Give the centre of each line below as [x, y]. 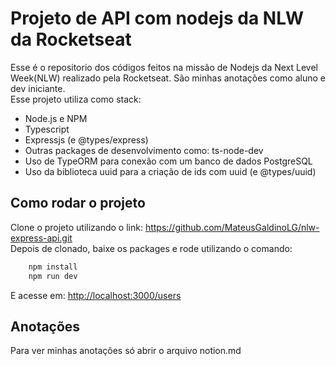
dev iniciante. [38, 88]
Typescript [47, 129]
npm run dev [53, 276]
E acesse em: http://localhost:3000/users [96, 295]
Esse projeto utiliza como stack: [76, 99]
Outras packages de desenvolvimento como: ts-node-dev [144, 150]
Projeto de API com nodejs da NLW [157, 18]
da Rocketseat [71, 39]
